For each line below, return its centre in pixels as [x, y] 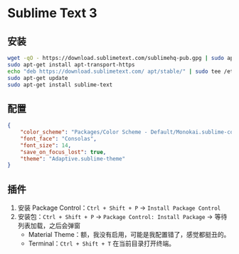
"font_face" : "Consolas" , [59, 138]
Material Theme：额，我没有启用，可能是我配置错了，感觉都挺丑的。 [129, 235]
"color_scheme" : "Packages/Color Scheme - [84, 132]
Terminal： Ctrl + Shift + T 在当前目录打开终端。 [102, 243]
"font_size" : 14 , [46, 145]
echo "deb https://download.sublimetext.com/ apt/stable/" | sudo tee [114, 71]
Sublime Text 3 [52, 13]
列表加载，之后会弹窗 [49, 225]
